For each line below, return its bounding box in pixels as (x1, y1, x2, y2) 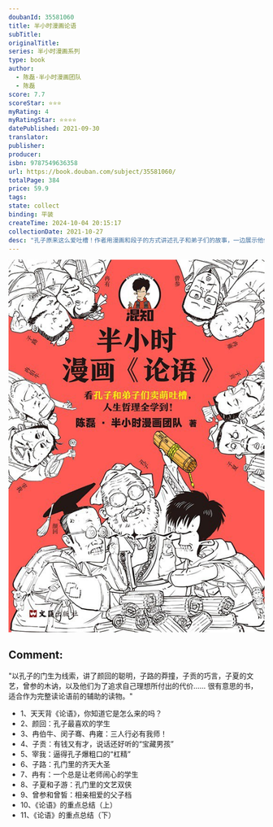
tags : (8, 194, 27, 202)
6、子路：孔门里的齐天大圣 (19, 759, 111, 768)
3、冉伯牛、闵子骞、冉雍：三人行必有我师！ (19, 729, 168, 738)
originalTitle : (8, 39, 60, 47)
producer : (8, 150, 42, 159)
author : (8, 65, 35, 73)
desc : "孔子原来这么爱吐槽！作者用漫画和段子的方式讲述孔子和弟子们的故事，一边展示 (8, 236, 258, 244)
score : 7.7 (8, 90, 45, 98)
